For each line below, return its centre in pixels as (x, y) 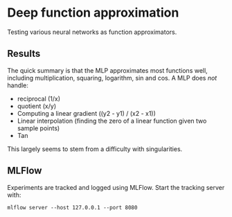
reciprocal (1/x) (39, 98)
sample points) (38, 128)
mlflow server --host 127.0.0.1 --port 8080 (72, 207)
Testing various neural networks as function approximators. (92, 32)
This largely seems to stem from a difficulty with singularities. (95, 149)
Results (24, 54)
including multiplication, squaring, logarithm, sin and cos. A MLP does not (112, 78)
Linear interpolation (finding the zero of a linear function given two (112, 121)
